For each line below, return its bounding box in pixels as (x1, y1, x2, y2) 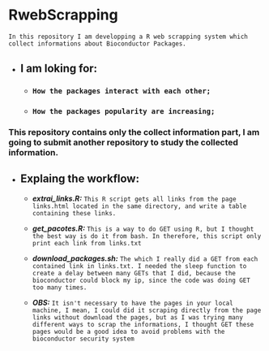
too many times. (32, 283, 88, 292)
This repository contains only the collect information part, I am (8, 127, 260, 138)
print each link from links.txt (32, 239, 142, 247)
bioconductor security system (32, 335, 135, 343)
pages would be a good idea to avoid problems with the (32, 327, 225, 336)
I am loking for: (19, 62, 98, 76)
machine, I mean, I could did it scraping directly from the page (32, 306, 262, 314)
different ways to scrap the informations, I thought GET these (32, 320, 254, 328)
